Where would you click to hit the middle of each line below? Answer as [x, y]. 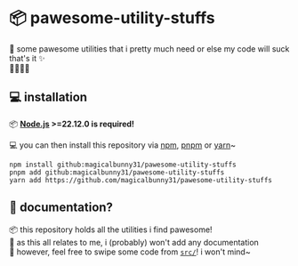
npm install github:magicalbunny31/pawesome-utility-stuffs [123, 165]
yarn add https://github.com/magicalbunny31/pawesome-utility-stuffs [141, 180]
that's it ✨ [28, 58]
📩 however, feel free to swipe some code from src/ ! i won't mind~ [130, 252]
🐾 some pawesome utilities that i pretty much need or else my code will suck [149, 48]
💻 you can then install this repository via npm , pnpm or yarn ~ [122, 145]
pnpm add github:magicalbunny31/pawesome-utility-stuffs [117, 172]
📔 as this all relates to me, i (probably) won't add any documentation [134, 242]
